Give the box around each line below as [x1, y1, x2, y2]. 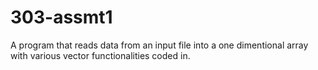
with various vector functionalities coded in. [10, 49, 191, 61]
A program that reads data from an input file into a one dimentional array [10, 39, 309, 51]
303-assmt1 [10, 6, 113, 29]
